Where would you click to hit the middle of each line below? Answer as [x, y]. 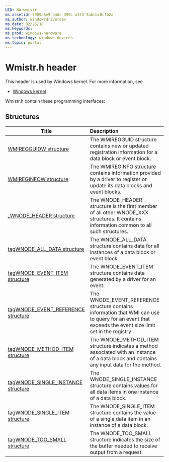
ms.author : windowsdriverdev [36, 19]
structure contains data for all [124, 246]
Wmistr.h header [41, 67]
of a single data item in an [120, 419]
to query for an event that [120, 319]
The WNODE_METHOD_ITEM [124, 339]
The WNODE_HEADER [116, 200]
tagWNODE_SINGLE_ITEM [39, 412]
